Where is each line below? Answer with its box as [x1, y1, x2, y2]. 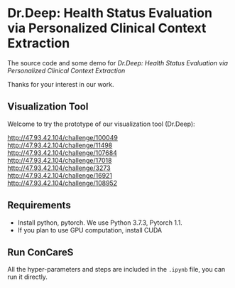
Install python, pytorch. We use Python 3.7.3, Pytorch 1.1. [17, 218, 182, 227]
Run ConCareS [7, 246, 74, 258]
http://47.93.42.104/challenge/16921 [7, 171, 112, 179]
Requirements [7, 199, 71, 211]
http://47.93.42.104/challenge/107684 [7, 148, 117, 157]
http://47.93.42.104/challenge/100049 [7, 133, 119, 142]
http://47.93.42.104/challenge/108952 [7, 178, 118, 187]
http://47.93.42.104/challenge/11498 [7, 141, 113, 149]
